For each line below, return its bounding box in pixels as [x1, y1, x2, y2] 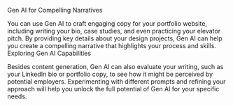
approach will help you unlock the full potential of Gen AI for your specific [7, 85, 220, 93]
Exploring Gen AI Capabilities [7, 49, 92, 57]
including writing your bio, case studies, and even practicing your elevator [7, 27, 221, 35]
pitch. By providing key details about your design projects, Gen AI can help [7, 34, 223, 43]
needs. [7, 92, 27, 100]
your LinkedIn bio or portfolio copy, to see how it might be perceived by [7, 70, 213, 78]
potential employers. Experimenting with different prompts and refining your [7, 77, 226, 86]
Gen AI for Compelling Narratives [7, 6, 103, 14]
